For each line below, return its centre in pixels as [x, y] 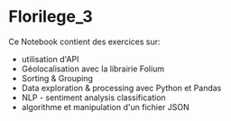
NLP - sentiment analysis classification [93, 98]
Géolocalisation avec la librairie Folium [92, 69]
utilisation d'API [50, 59]
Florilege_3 [51, 17]
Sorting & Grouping [57, 78]
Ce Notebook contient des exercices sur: [84, 42]
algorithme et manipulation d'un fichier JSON [106, 107]
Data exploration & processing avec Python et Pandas [121, 88]
